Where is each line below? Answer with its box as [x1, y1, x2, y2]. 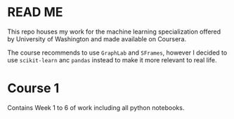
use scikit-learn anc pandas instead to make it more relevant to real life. [7, 55, 217, 64]
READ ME [7, 4, 63, 20]
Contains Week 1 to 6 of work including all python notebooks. [7, 103, 185, 112]
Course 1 [7, 80, 60, 97]
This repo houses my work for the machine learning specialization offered [7, 27, 221, 36]
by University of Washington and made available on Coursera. [7, 34, 187, 43]
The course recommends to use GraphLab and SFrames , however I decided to [7, 48, 228, 57]
